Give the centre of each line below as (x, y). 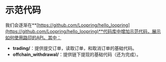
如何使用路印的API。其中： (34, 37)
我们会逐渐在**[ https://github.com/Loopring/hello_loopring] (68, 25)
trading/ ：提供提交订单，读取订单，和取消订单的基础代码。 (75, 48)
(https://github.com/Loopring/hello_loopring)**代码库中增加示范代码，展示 (83, 31)
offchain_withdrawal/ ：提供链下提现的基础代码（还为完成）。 (77, 54)
